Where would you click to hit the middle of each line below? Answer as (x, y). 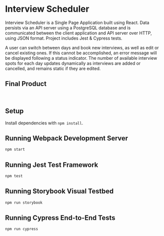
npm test (14, 176)
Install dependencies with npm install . (44, 123)
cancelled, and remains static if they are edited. (53, 68)
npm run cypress (22, 229)
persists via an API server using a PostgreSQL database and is (68, 27)
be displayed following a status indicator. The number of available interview (81, 58)
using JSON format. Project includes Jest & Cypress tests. (64, 38)
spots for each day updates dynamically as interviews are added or (73, 63)
